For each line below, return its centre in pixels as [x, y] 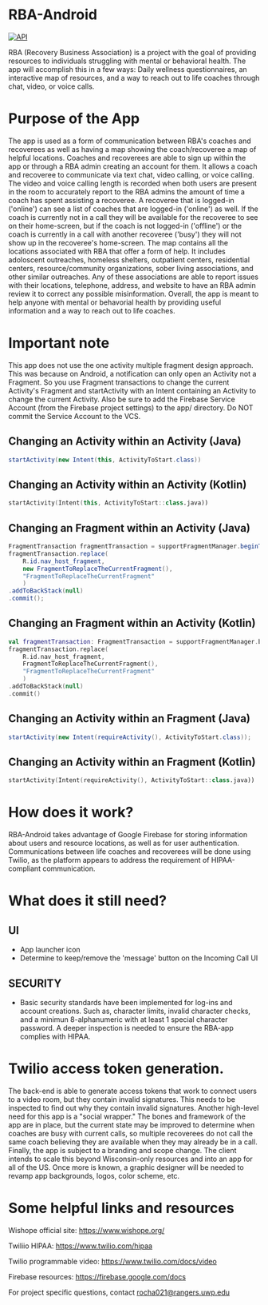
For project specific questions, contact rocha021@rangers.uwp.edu [119, 1292]
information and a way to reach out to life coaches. [92, 310]
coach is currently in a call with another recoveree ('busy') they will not [125, 234]
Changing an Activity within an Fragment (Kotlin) [132, 762]
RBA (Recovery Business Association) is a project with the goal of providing [132, 52]
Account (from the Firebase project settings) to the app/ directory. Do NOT [131, 407]
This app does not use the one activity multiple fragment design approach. [131, 365]
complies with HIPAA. [55, 1036]
